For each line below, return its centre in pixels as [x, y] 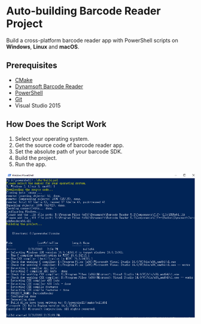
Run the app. [31, 164]
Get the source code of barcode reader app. [69, 145]
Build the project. [36, 158]
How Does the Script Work [56, 124]
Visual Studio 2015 [38, 105]
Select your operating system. [52, 138]
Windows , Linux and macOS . [43, 47]
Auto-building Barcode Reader [83, 11]
